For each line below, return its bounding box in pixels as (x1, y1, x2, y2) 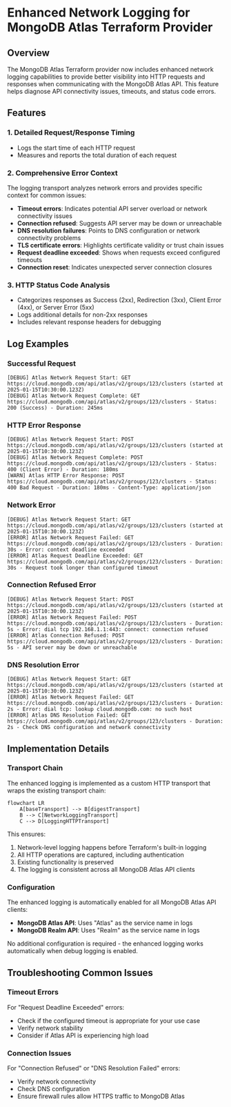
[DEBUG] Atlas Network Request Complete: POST (7, 454, 143, 461)
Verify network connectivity (17, 1077, 97, 1086)
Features (7, 107, 46, 119)
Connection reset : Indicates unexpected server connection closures (17, 263, 212, 271)
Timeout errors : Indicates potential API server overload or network (17, 204, 208, 212)
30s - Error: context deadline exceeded (7, 546, 125, 553)
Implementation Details (7, 743, 110, 755)
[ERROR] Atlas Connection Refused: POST (7, 632, 125, 639)
